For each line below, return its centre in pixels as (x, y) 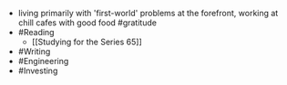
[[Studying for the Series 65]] (87, 42)
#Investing (38, 71)
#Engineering (43, 61)
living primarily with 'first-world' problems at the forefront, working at (148, 13)
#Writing (34, 52)
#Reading (36, 32)
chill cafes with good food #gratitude (87, 23)
